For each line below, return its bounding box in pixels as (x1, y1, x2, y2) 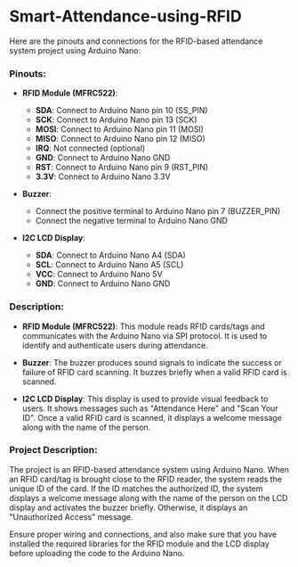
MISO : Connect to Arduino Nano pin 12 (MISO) (35, 134, 206, 144)
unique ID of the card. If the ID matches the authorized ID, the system (9, 483, 263, 494)
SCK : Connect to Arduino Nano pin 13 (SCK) (35, 114, 197, 126)
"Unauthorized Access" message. (9, 511, 133, 522)
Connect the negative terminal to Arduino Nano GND (35, 216, 229, 226)
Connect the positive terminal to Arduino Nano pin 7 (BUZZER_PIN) (35, 206, 281, 217)
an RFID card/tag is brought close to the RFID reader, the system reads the (9, 473, 283, 484)
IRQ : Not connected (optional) (35, 143, 146, 153)
